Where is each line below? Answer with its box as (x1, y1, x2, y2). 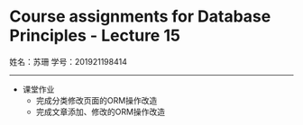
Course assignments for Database (9, 6, 271, 27)
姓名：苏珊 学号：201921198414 (9, 56, 128, 67)
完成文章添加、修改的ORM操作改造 (35, 106, 165, 117)
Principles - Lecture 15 (9, 25, 180, 46)
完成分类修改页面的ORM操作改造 (35, 94, 158, 105)
